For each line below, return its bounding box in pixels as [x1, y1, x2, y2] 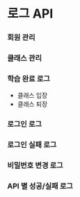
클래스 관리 [7, 53, 42, 63]
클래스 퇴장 [17, 100, 48, 108]
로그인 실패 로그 [7, 140, 57, 150]
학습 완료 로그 [7, 74, 51, 84]
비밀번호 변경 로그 [7, 160, 64, 170]
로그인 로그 [7, 120, 42, 129]
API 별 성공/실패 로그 [7, 182, 73, 191]
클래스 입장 [17, 91, 48, 100]
